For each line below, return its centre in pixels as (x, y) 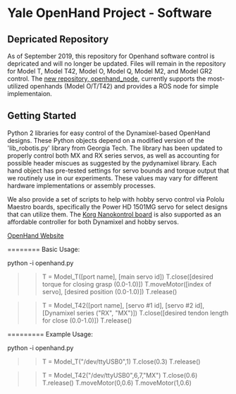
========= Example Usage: (50, 334)
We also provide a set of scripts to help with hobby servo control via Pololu (116, 199)
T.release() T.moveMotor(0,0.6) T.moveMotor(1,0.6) (117, 383)
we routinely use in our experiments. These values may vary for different (113, 178)
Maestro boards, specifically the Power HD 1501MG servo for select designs (117, 207)
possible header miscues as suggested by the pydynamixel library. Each (112, 163)
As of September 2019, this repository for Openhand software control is (111, 56)
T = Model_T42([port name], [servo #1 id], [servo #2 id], (123, 305)
